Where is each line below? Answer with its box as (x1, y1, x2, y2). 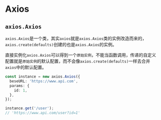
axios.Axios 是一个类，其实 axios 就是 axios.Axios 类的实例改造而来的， (5, 35, 147, 41)
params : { (9, 83, 30, 88)
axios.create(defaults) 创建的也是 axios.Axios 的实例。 (5, 42, 117, 47)
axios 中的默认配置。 (5, 64, 47, 70)
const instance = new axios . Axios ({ (5, 74, 80, 79)
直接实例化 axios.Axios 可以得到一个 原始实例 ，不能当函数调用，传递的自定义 (5, 52, 157, 58)
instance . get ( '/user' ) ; (5, 106, 54, 111)
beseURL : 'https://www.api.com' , (9, 79, 78, 84)
